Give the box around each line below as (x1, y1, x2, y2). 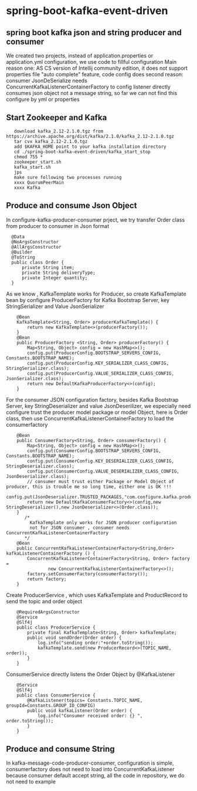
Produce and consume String (6, 744, 116, 754)
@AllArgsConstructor (11, 244, 62, 250)
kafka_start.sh (13, 164, 51, 170)
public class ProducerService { (16, 624, 96, 630)
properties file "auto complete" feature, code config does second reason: (6, 71, 184, 77)
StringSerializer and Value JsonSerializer (6, 303, 104, 310)
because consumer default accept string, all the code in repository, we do (6, 772, 185, 779)
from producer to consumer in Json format (6, 222, 110, 229)
